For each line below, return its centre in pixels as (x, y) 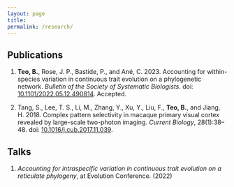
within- (217, 72)
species (29, 79)
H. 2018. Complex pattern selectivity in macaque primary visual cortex (118, 115)
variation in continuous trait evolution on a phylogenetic (122, 79)
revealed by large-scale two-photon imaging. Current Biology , (107, 122)
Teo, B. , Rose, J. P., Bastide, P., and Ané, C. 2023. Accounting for (111, 72)
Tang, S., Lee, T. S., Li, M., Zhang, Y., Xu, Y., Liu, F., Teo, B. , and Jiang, (119, 107)
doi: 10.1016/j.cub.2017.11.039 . (71, 130)
